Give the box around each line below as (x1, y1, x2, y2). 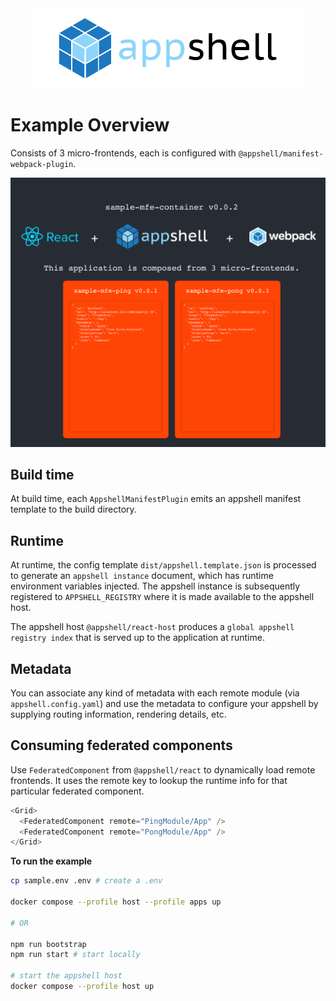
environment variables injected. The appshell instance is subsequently (10, 580, 301, 592)
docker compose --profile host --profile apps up (10, 897, 222, 907)
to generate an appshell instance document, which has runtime (10, 570, 274, 582)
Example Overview (10, 114, 170, 137)
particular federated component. (10, 785, 145, 797)
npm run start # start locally (10, 950, 141, 960)
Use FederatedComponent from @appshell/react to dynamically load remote (10, 763, 316, 776)
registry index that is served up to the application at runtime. (10, 632, 265, 644)
